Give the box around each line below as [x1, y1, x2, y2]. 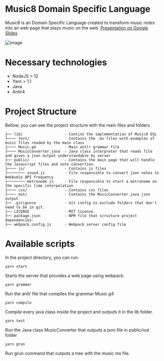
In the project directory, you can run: [5, 254, 79, 260]
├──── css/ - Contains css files [5, 188, 109, 193]
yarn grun [5, 341, 26, 347]
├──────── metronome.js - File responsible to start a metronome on [5, 179, 157, 184]
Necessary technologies [5, 57, 107, 68]
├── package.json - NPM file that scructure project [5, 213, 137, 218]
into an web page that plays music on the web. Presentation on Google [5, 25, 148, 30]
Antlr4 [12, 88, 26, 94]
